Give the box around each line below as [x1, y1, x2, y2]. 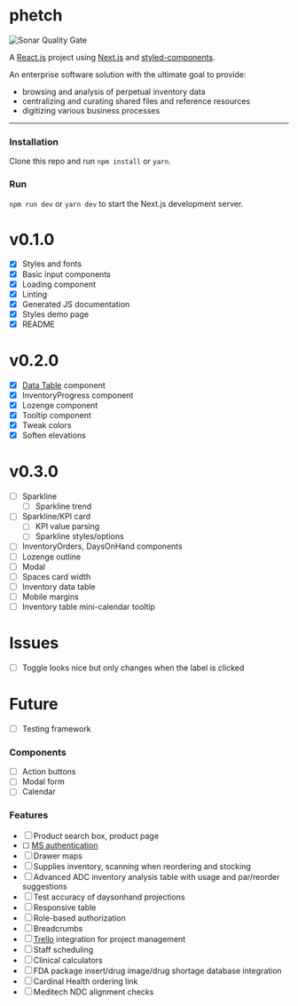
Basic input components [21, 268, 111, 280]
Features [9, 809, 49, 821]
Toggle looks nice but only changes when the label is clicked [21, 662, 245, 673]
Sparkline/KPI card [21, 511, 91, 522]
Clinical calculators [33, 955, 104, 965]
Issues [9, 633, 59, 654]
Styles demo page [21, 308, 90, 320]
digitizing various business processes [21, 105, 161, 115]
